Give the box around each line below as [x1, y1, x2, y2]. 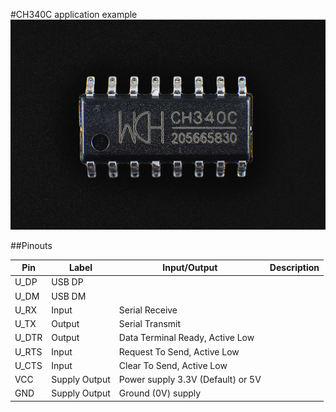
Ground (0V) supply [118, 387, 202, 399]
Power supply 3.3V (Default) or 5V [118, 374, 262, 386]
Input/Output [162, 262, 218, 274]
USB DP [51, 276, 84, 288]
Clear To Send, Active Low [118, 359, 228, 371]
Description [269, 262, 320, 274]
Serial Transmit [118, 318, 182, 330]
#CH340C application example [10, 9, 138, 20]
